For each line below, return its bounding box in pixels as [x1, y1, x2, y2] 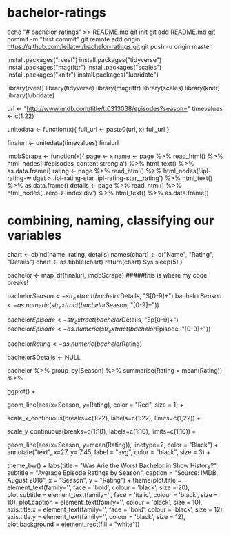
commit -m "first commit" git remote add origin [7, 35, 141, 43]
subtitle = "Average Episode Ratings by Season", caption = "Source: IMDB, [7, 469, 219, 477]
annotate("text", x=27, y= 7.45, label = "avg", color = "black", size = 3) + [7, 448, 211, 456]
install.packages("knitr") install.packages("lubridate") [7, 70, 159, 79]
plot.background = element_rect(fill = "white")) [7, 520, 140, 529]
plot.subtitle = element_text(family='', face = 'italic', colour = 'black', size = [7, 491, 219, 499]
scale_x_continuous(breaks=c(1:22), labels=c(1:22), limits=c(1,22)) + [7, 414, 201, 422]
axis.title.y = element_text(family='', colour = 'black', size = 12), [7, 513, 186, 521]
